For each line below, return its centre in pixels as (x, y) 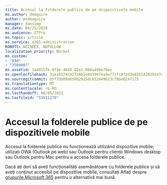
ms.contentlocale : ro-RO (31, 88)
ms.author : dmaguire (27, 14)
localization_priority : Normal (38, 51)
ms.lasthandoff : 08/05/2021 (34, 93)
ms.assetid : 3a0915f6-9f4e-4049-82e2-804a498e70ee (59, 70)
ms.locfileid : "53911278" (32, 97)
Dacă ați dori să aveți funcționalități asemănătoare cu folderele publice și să (83, 167)
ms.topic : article (24, 38)
